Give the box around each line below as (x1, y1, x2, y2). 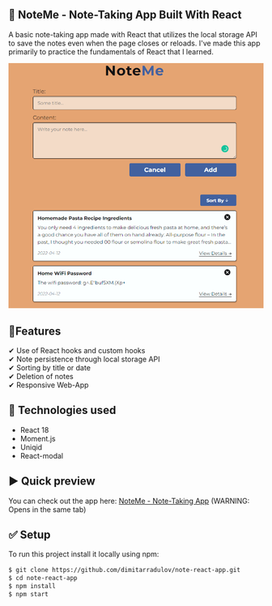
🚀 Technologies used (8, 403, 117, 417)
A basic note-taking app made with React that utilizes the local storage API (8, 29, 257, 39)
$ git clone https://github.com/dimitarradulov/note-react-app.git (8, 566, 241, 574)
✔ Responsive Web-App (8, 380, 89, 390)
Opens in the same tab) (8, 504, 87, 514)
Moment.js (19, 433, 56, 443)
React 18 (19, 425, 49, 434)
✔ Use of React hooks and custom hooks (8, 345, 146, 355)
